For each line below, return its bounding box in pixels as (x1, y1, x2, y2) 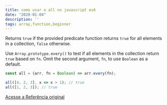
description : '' (5, 17, 39, 22)
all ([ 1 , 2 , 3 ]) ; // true (5, 85, 58, 90)
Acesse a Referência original (5, 94, 65, 100)
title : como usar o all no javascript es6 (5, 7, 96, 13)
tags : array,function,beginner (5, 21, 71, 27)
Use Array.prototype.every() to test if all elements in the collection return (5, 50, 159, 57)
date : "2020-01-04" (5, 12, 46, 17)
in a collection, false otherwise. (5, 41, 72, 47)
